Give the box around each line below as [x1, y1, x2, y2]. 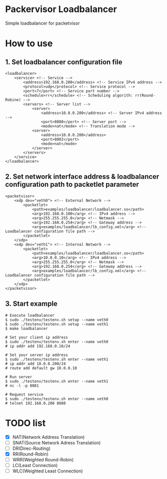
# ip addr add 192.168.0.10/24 [5, 343, 70, 348]
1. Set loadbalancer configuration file [5, 58, 122, 66]
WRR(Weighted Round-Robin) [12, 456, 74, 462]
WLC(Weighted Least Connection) [12, 468, 83, 474]
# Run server [5, 374, 32, 380]
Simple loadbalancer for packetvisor [5, 20, 80, 26]
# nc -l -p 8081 [5, 383, 39, 388]
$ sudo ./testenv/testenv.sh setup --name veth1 [5, 321, 108, 327]
